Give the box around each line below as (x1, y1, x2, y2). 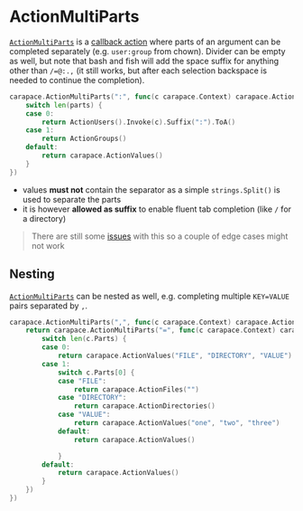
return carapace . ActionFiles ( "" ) (73, 384, 200, 394)
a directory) (22, 213, 67, 223)
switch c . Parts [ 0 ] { (57, 368, 135, 377)
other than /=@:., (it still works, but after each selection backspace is (9, 65, 268, 76)
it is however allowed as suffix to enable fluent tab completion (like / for (22, 203, 291, 214)
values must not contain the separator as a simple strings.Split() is (22, 184, 281, 195)
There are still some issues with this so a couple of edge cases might (31, 231, 289, 241)
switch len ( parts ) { (25, 100, 103, 109)
